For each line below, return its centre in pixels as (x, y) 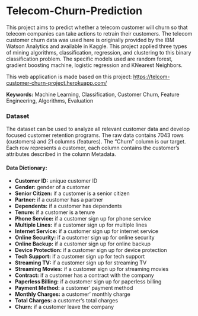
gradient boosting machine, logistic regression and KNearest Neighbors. (94, 65)
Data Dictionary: (27, 168)
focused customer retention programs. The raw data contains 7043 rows (95, 135)
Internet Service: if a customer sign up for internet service (87, 231)
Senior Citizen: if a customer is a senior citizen (72, 193)
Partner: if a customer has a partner (59, 200)
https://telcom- (151, 76)
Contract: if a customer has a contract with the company (84, 275)
